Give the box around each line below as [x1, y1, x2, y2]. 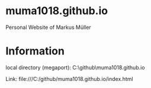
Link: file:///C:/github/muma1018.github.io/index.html [5, 75, 134, 82]
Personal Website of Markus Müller [5, 24, 91, 31]
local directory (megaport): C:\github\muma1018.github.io [5, 64, 146, 71]
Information [5, 44, 65, 58]
